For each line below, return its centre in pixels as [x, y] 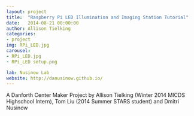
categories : [21, 34]
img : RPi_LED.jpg [28, 45]
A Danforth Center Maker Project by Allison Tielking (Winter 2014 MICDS [96, 95]
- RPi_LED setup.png [32, 62]
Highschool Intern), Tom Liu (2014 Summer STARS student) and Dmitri [93, 102]
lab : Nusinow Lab [28, 72]
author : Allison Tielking [38, 28]
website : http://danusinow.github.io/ [54, 78]
